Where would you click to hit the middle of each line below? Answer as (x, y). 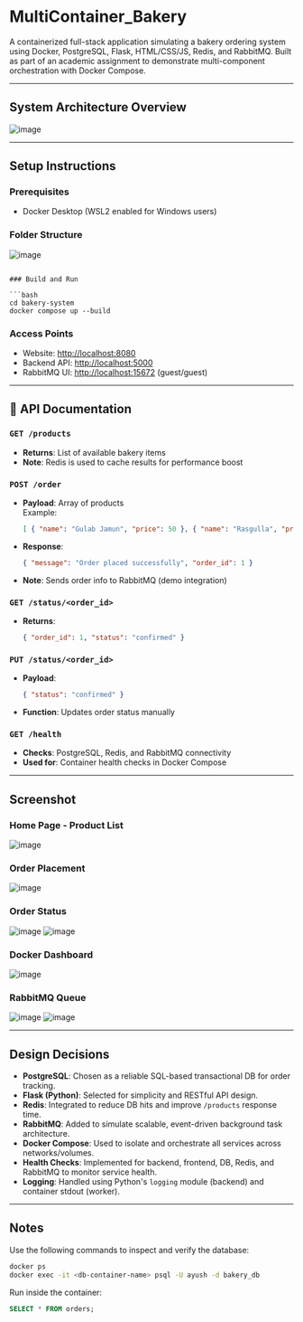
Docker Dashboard (51, 954)
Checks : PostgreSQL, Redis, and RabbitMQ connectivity (127, 753)
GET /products (40, 434)
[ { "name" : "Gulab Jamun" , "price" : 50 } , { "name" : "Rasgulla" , (150, 529)
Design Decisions (60, 1054)
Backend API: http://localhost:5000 (87, 363)
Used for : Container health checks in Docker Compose (124, 762)
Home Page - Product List (66, 825)
